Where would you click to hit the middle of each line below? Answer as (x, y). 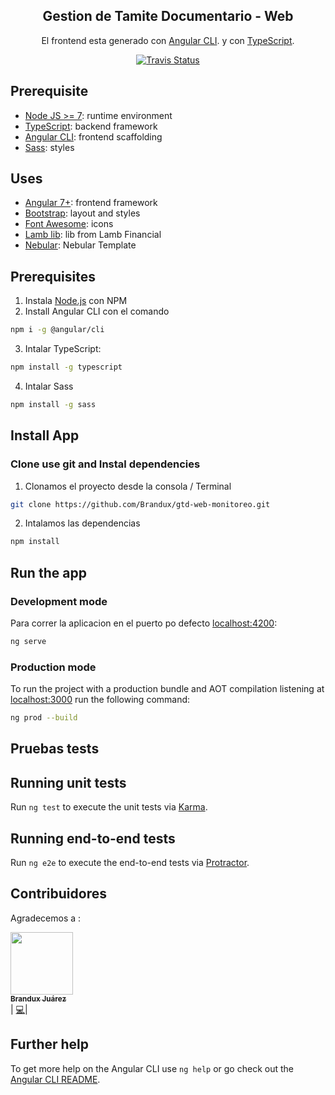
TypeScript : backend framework (91, 126)
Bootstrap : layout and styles (82, 213)
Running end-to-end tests (93, 838)
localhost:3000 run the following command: (100, 700)
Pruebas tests (55, 749)
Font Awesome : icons (69, 224)
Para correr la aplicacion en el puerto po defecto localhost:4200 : (144, 623)
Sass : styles (49, 147)
